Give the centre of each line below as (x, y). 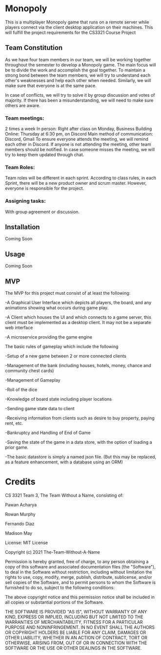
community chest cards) (30, 371)
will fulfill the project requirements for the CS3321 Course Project (70, 32)
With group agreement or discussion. (42, 212)
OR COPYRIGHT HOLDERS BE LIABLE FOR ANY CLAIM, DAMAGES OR (76, 633)
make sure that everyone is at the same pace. (51, 86)
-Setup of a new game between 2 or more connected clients (66, 356)
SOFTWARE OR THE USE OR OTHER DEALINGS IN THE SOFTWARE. (73, 648)
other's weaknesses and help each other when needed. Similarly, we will (78, 80)
